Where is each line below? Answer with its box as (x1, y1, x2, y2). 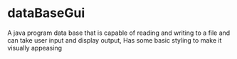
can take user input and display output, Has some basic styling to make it (7, 36, 222, 44)
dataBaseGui (7, 5, 85, 21)
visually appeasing (7, 43, 63, 52)
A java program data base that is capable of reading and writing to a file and (7, 28, 231, 37)
